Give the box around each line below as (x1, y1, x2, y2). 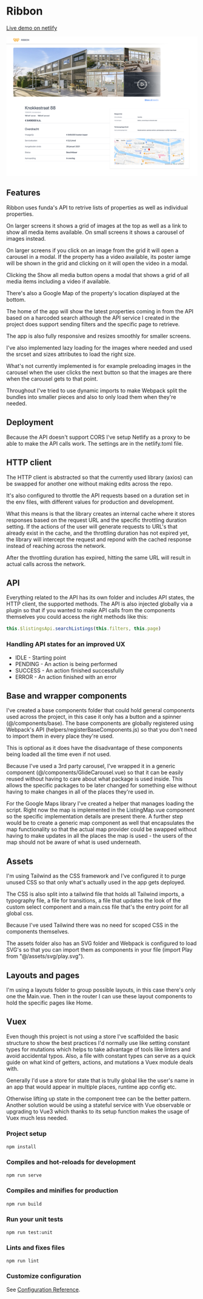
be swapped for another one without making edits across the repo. (6, 480, 173, 487)
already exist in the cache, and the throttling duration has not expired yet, (6, 529, 190, 536)
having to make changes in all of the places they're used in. (6, 788, 155, 795)
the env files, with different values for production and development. (6, 498, 175, 506)
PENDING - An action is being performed (15, 660, 118, 667)
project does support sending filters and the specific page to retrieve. (6, 320, 180, 328)
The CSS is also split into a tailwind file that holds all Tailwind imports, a (6, 890, 185, 898)
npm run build (6, 1201, 42, 1207)
